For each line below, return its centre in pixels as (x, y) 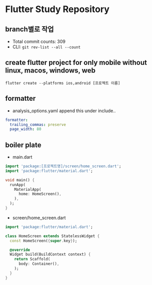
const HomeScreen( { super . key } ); (44, 241)
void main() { (20, 180)
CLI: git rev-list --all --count (46, 47)
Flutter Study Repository (57, 9)
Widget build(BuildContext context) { (50, 255)
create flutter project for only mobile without (76, 63)
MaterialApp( (28, 189)
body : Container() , (39, 264)
